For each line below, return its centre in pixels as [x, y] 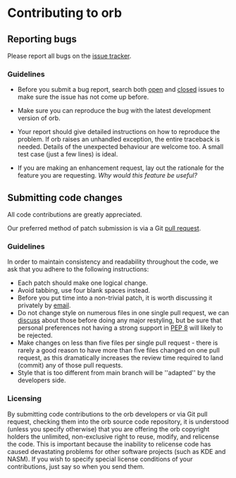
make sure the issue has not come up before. [83, 97]
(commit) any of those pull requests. [70, 365]
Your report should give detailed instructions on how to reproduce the [119, 132]
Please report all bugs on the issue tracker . [69, 56]
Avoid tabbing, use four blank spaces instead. [84, 290]
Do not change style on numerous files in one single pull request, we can [123, 313]
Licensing [25, 398]
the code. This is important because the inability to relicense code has [109, 444]
